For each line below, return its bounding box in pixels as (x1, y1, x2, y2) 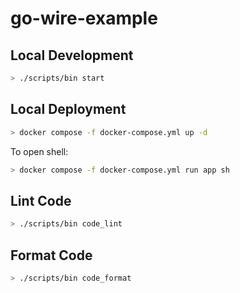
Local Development (10, 47, 134, 64)
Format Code (10, 247, 93, 264)
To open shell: (10, 145, 69, 157)
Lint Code (10, 192, 72, 209)
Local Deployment (10, 101, 127, 118)
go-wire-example (10, 7, 158, 30)
